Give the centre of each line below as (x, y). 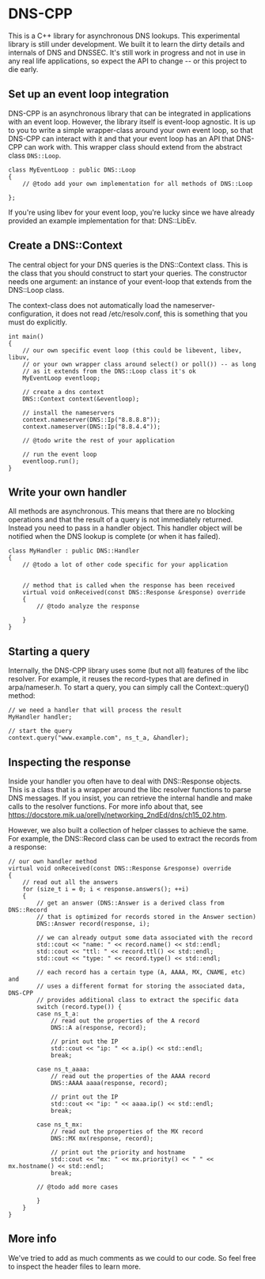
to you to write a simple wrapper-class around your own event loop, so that (131, 130)
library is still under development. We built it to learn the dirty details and (127, 44)
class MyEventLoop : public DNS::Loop (72, 170)
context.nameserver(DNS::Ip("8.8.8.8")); (91, 419)
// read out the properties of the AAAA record (131, 1076)
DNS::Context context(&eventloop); (81, 399)
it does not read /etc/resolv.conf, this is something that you (151, 313)
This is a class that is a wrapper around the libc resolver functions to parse (130, 789)
